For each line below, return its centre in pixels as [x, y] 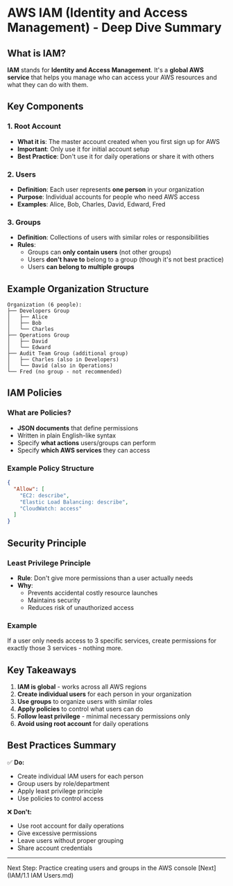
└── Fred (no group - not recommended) [65, 372]
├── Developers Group [38, 311]
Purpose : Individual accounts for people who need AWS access [108, 197]
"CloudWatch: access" [51, 508]
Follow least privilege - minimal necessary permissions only [104, 716]
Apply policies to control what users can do [80, 709]
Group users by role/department [63, 783]
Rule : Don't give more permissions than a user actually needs [105, 578]
